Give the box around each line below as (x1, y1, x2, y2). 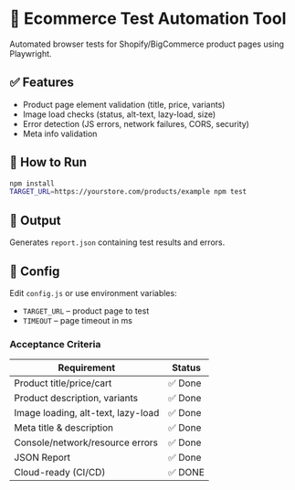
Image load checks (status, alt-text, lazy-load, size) (22, 109, 216, 120)
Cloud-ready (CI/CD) (14, 466, 106, 479)
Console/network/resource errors (14, 436, 158, 449)
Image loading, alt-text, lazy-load (14, 407, 160, 420)
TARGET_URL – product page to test (22, 305, 150, 316)
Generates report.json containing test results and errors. (9, 237, 226, 248)
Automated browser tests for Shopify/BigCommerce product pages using (9, 38, 285, 49)
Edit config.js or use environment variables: (9, 287, 177, 298)
